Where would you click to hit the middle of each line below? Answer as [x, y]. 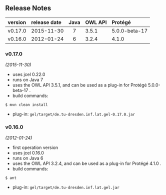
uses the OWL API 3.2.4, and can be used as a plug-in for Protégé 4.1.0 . [87, 163]
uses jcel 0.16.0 [28, 153]
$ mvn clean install [27, 105]
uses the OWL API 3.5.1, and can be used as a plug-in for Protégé [79, 85]
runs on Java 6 [28, 158]
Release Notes [28, 8]
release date [46, 22]
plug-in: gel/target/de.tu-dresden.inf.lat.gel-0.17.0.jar [74, 114]
